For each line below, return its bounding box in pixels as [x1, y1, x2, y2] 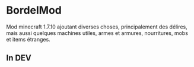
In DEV [6, 53, 31, 63]
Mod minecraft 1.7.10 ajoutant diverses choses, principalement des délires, [6, 23, 188, 30]
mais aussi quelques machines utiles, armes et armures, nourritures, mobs [6, 29, 189, 36]
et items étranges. [6, 36, 50, 43]
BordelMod [6, 4, 62, 17]
